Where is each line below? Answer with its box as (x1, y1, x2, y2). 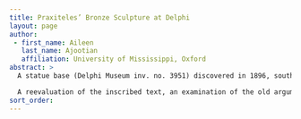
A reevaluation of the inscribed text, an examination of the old (17, 87, 271, 97)
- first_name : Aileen (13, 38, 94, 47)
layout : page (9, 21, 58, 30)
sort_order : (9, 96, 54, 105)
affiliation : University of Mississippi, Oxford (21, 55, 206, 64)
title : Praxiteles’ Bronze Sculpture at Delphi (9, 13, 191, 22)
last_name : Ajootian (21, 47, 99, 55)
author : (9, 30, 39, 38)
